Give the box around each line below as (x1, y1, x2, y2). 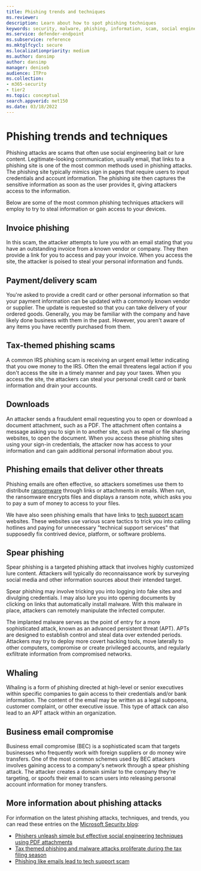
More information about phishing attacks (6, 798, 162, 809)
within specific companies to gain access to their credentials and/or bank (6, 690, 187, 698)
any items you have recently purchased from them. (6, 323, 132, 331)
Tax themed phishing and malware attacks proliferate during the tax (14, 845, 182, 852)
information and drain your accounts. (6, 382, 98, 389)
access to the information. (6, 187, 71, 195)
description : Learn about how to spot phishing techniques (6, 20, 157, 26)
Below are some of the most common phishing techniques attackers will (6, 199, 184, 206)
